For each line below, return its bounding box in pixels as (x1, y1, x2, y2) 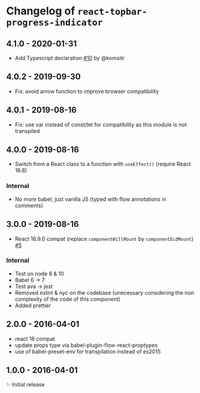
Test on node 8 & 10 (14, 270, 64, 277)
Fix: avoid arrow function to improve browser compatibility (14, 87, 159, 95)
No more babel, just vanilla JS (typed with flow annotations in (14, 195, 166, 202)
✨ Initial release (6, 381, 45, 388)
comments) (14, 202, 44, 209)
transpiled (14, 127, 40, 134)
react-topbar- (77, 6, 148, 17)
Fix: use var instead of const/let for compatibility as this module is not (14, 121, 187, 128)
